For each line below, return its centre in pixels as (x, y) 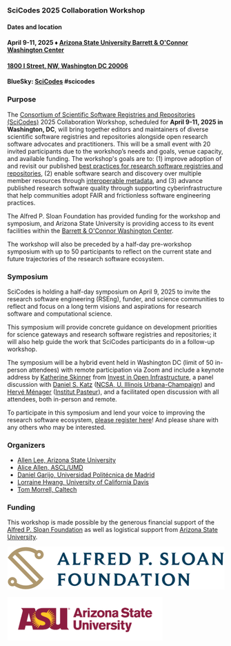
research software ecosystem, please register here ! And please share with (113, 419)
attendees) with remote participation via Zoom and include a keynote (126, 370)
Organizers (26, 445)
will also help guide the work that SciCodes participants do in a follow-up (111, 341)
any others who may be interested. (57, 427)
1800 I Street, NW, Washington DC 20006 (68, 66)
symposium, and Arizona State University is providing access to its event (111, 223)
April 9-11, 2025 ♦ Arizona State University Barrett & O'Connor (98, 43)
